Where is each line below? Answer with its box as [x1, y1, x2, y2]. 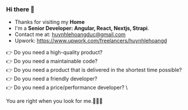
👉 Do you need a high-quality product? [6, 49, 103, 56]
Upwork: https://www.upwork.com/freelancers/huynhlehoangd [14, 37, 167, 44]
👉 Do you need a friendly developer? [6, 75, 98, 82]
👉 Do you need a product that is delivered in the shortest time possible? [6, 67, 182, 74]
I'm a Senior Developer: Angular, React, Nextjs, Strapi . [14, 25, 149, 32]
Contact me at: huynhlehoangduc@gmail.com [14, 31, 126, 38]
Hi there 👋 [6, 5, 35, 13]
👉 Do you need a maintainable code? [6, 58, 98, 65]
